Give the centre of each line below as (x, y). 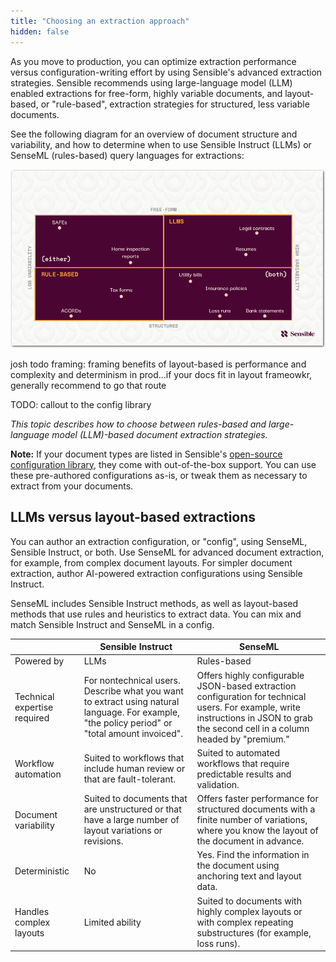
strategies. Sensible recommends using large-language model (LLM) (151, 82)
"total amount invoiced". (133, 734)
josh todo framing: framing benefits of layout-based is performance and (158, 364)
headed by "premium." (243, 739)
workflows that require (243, 763)
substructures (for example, (254, 932)
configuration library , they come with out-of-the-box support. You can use (163, 464)
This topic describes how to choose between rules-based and (138, 424)
